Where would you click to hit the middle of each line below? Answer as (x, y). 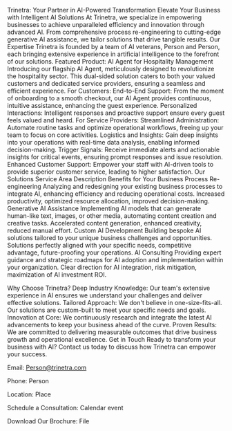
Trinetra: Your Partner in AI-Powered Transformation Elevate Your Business (114, 10)
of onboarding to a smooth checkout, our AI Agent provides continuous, (109, 98)
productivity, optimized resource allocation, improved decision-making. (108, 201)
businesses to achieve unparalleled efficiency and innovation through (106, 25)
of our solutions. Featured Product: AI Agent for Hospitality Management (110, 61)
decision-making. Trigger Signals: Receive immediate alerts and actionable (113, 149)
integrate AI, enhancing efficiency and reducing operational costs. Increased (116, 194)
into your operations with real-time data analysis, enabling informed (104, 142)
